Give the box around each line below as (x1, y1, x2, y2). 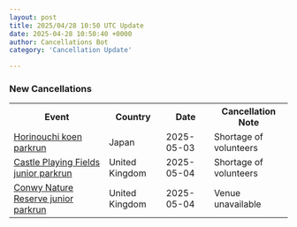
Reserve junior (13, 193, 74, 205)
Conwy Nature (13, 182, 73, 194)
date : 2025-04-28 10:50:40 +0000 (9, 29, 133, 38)
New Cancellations (9, 83, 93, 95)
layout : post (9, 12, 57, 22)
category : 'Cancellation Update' (9, 46, 133, 55)
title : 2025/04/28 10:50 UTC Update (9, 21, 144, 30)
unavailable (213, 198, 262, 210)
